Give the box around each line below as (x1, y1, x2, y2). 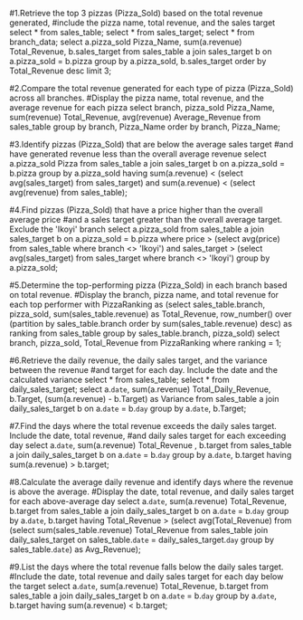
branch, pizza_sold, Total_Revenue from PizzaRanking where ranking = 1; (9, 338, 282, 348)
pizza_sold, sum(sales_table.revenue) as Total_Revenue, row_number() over (9, 309, 292, 320)
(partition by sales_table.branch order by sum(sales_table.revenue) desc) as (9, 319, 292, 329)
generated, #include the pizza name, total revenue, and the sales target (9, 17, 276, 28)
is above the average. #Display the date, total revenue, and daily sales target (9, 486, 295, 497)
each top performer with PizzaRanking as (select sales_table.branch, (9, 299, 265, 310)
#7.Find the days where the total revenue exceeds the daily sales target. (9, 421, 278, 431)
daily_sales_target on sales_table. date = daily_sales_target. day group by (9, 534, 274, 545)
